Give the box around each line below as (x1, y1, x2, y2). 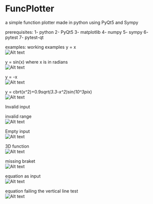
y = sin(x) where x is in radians (5, 59, 68, 65)
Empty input (5, 128, 30, 134)
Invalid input (5, 103, 30, 109)
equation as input (5, 173, 41, 179)
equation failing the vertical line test (5, 188, 78, 194)
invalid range (5, 113, 32, 119)
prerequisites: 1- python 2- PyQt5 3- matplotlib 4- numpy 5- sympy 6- (5, 29, 149, 35)
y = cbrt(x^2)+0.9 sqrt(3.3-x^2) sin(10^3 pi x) (5, 89, 92, 95)
